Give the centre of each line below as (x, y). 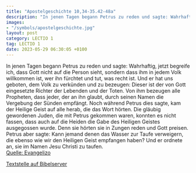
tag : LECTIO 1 (23, 44)
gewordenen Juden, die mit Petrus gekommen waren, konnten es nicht (91, 115)
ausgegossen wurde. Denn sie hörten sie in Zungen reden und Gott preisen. (97, 128)
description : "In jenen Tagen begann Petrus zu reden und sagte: (87, 17)
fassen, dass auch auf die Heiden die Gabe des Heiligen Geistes (83, 121)
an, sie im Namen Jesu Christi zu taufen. (55, 146)
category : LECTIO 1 (30, 38)
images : (15, 22)
